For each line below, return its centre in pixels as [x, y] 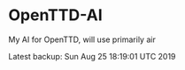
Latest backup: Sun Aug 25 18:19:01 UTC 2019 [92, 56]
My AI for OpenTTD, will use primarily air [82, 39]
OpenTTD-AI [55, 15]
